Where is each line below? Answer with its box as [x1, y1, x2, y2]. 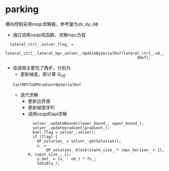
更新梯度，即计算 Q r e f [20, 71, 66, 78]
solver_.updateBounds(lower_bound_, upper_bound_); [32, 121, 144, 126]
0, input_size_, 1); [27, 152, 72, 157]
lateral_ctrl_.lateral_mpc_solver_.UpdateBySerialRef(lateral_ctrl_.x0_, [5, 51, 165, 56]
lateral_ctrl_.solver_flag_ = [10, 42, 74, 47]
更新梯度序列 [27, 104, 55, 110]
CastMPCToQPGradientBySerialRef [12, 82, 81, 87]
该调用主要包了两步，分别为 [12, 64, 71, 71]
